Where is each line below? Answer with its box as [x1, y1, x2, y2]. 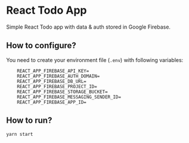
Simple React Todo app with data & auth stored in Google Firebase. [6, 23, 171, 30]
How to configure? [6, 41, 76, 51]
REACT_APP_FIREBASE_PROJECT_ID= [17, 83, 97, 89]
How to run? [6, 116, 52, 126]
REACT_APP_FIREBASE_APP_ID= [17, 99, 86, 105]
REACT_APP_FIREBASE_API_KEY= [17, 68, 89, 74]
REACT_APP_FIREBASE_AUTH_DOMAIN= [17, 73, 100, 79]
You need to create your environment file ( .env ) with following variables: [6, 56, 184, 63]
